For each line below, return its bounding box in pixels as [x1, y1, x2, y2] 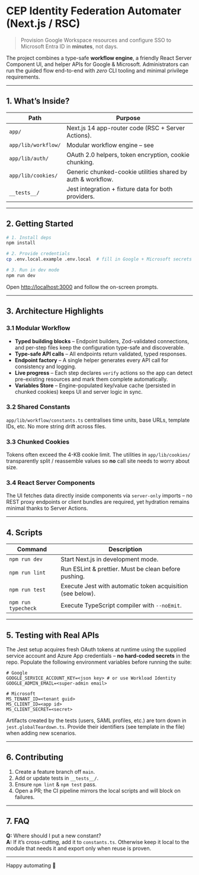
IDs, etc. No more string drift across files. [6, 422, 107, 429]
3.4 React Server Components [6, 479, 95, 487]
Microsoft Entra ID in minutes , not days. [20, 43, 118, 50]
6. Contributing [6, 752, 63, 763]
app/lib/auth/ [9, 155, 49, 162]
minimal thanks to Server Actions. [6, 504, 88, 512]
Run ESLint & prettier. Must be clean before [60, 565, 181, 573]
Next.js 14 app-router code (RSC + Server [66, 124, 185, 132]
